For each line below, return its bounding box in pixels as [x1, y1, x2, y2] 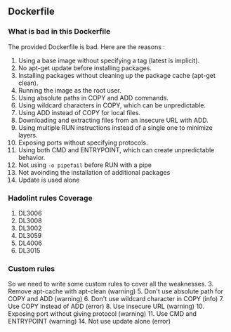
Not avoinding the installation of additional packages [18, 168, 171, 176]
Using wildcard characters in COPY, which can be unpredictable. [18, 101, 206, 109]
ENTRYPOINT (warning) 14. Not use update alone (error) [8, 317, 171, 326]
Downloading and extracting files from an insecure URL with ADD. [18, 116, 209, 124]
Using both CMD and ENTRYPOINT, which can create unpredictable [18, 145, 215, 154]
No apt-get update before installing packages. [18, 63, 152, 72]
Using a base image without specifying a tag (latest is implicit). [18, 56, 200, 65]
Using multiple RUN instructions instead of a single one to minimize [18, 123, 213, 132]
